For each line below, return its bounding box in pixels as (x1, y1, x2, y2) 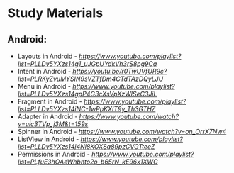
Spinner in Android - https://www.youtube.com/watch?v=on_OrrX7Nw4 (17, 128, 227, 135)
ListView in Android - (17, 135, 79, 143)
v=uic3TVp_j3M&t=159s (17, 120, 89, 128)
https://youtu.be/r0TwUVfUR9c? (72, 67, 167, 75)
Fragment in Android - (17, 97, 83, 106)
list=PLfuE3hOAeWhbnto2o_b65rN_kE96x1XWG (17, 157, 158, 166)
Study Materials (7, 5, 104, 21)
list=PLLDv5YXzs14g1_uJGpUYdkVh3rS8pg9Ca (17, 60, 157, 68)
